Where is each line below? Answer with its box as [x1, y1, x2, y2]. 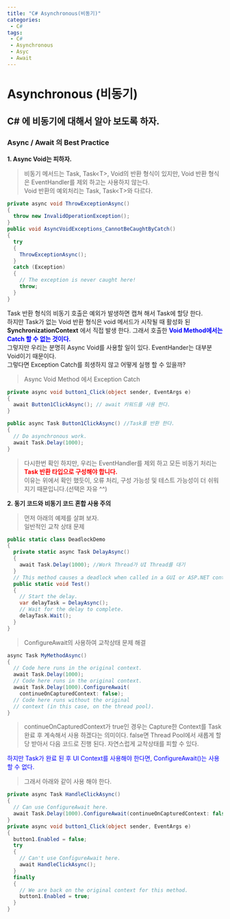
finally [13, 874, 36, 881]
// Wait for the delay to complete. [19, 606, 125, 613]
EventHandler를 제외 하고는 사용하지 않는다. [31, 177, 150, 186]
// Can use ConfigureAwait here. [13, 804, 109, 811]
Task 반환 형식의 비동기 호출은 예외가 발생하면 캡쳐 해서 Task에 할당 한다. [7, 309, 203, 317]
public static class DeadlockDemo [7, 536, 106, 543]
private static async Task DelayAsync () [13, 549, 130, 556]
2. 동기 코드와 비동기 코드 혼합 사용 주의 [7, 499, 112, 507]
